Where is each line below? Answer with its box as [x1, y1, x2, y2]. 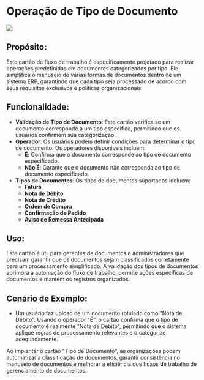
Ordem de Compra [24, 203, 72, 210]
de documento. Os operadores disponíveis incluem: [15, 144, 146, 151]
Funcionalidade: [6, 102, 69, 113]
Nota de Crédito [24, 196, 66, 203]
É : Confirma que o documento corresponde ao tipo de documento [24, 151, 191, 158]
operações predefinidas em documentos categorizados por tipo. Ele [6, 64, 179, 72]
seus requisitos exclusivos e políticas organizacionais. [6, 84, 143, 91]
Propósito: [6, 42, 47, 53]
